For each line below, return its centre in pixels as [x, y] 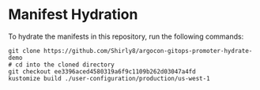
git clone [24, 51]
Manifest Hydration [73, 15]
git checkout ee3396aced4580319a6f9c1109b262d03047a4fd [102, 71]
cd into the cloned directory [65, 65]
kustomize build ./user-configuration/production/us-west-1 [109, 78]
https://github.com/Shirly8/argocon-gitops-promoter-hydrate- [148, 51]
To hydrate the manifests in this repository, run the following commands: [126, 36]
